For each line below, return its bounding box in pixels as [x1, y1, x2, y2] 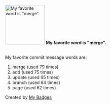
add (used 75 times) [12, 69, 53, 75]
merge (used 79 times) [12, 64, 59, 70]
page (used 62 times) [12, 85, 56, 90]
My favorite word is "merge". [45, 40, 107, 46]
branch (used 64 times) [12, 79, 60, 85]
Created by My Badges [5, 94, 52, 100]
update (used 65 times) [12, 75, 60, 80]
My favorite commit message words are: [5, 54, 87, 60]
